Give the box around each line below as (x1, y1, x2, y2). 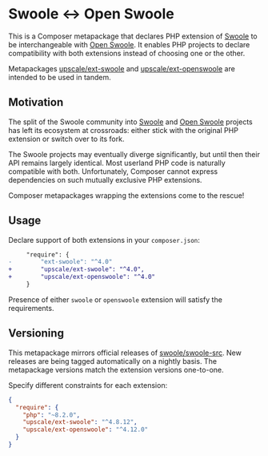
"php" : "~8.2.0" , (22, 410, 81, 419)
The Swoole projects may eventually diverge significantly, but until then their (8, 149, 260, 159)
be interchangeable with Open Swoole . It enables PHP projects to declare (8, 39, 250, 49)
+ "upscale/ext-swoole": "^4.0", (8, 265, 146, 273)
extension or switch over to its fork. (8, 134, 125, 143)
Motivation (8, 95, 64, 109)
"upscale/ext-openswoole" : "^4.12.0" (22, 426, 149, 434)
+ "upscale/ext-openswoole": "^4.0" (8, 273, 156, 281)
